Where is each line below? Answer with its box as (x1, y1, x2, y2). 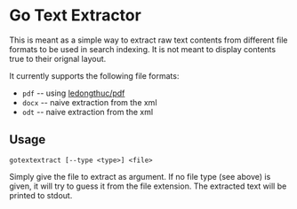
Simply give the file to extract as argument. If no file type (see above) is (9, 171, 271, 182)
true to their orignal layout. (9, 53, 107, 64)
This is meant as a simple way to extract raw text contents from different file (9, 35, 288, 45)
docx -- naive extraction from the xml (21, 97, 157, 107)
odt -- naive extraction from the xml (21, 106, 154, 117)
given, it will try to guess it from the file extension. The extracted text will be (9, 181, 287, 191)
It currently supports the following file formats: (9, 70, 180, 81)
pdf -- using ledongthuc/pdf (21, 88, 125, 98)
